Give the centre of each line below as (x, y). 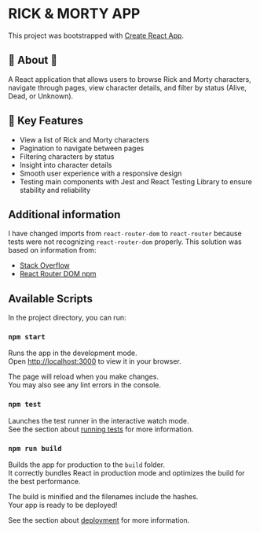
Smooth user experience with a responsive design (101, 173)
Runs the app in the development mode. (73, 353)
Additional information (64, 215)
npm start (27, 337)
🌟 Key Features (46, 121)
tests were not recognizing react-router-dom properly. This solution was (125, 242)
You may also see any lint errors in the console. (84, 385)
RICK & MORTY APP (74, 14)
